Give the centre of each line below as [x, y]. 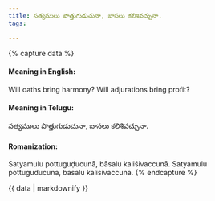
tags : [17, 23]
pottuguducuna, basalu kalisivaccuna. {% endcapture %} [103, 173]
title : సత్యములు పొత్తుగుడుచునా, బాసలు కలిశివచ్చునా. [85, 16]
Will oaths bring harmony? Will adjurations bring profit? [99, 89]
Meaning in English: [42, 72]
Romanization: [33, 146]
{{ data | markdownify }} [49, 188]
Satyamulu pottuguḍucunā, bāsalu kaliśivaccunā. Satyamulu [108, 164]
